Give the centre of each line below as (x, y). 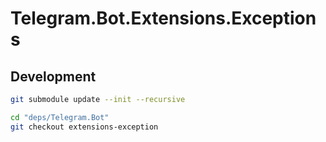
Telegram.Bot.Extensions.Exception (163, 18)
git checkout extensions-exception (84, 127)
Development (53, 76)
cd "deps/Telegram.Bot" (60, 117)
